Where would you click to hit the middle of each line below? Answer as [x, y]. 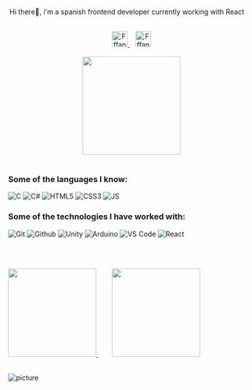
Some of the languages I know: [68, 179]
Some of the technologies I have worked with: [97, 217]
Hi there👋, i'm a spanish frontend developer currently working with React [127, 12]
